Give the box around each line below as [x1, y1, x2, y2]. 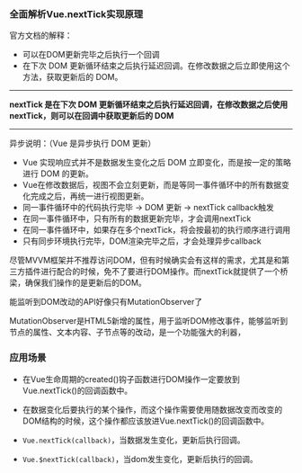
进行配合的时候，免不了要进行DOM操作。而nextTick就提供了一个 [40, 266, 280, 277]
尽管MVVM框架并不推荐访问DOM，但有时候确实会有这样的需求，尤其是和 [9, 254, 282, 266]
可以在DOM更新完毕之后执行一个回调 [22, 49, 160, 60]
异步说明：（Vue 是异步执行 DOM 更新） [9, 138, 156, 149]
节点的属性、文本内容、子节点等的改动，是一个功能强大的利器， [9, 326, 245, 338]
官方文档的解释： [9, 30, 73, 41]
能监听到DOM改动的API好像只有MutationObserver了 [9, 297, 203, 308]
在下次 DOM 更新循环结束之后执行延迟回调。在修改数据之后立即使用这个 [22, 60, 290, 71]
